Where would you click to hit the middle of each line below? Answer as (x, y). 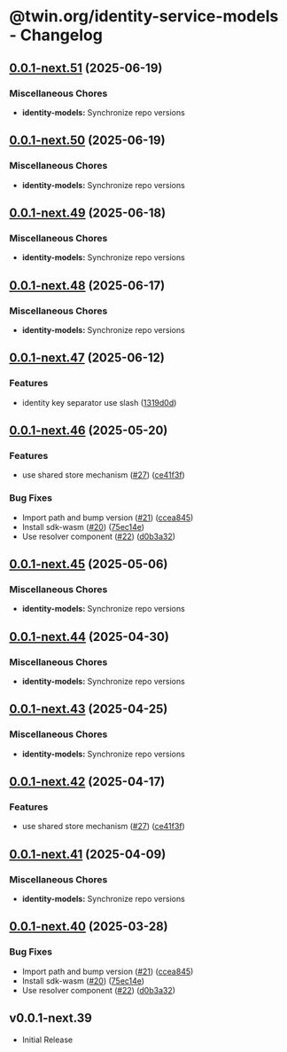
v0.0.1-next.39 (51, 1018)
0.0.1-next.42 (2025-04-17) (87, 782)
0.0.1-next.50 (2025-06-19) (87, 141)
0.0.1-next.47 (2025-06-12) (87, 358)
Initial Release (47, 1040)
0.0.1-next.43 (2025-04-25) (89, 709)
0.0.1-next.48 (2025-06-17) (87, 285)
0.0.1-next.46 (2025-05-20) (89, 431)
